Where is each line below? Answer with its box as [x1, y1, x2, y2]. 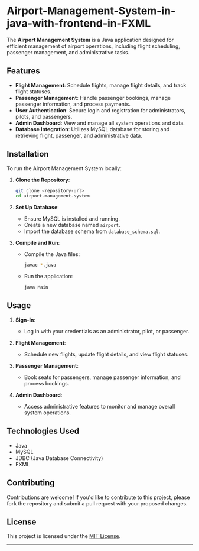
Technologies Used [6, 426, 79, 436]
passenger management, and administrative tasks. [6, 48, 130, 56]
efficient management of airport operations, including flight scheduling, [6, 43, 181, 50]
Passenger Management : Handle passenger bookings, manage [15, 94, 171, 101]
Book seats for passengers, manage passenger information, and [24, 374, 181, 381]
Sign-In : [15, 316, 36, 323]
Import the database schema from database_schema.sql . [24, 228, 161, 235]
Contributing [6, 478, 55, 488]
